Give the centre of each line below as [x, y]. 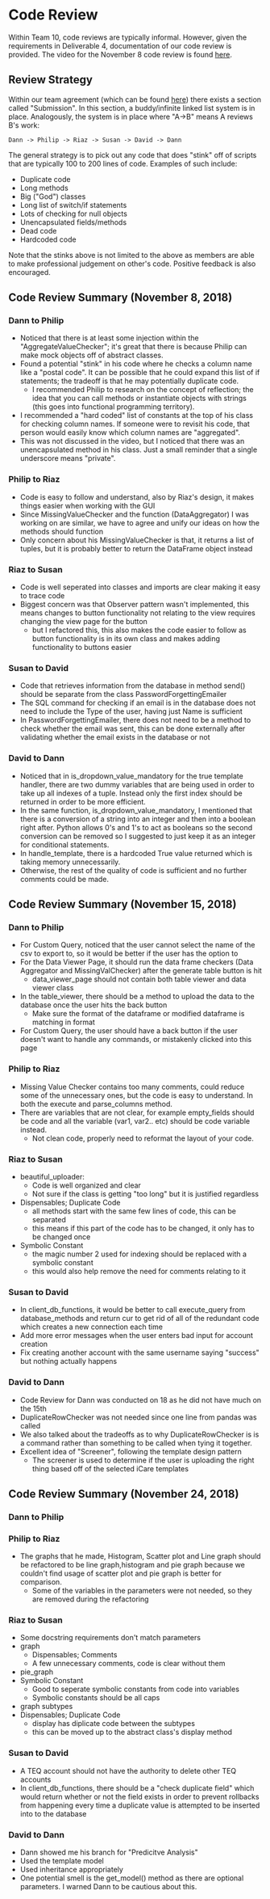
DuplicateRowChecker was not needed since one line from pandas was [138, 1417]
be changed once [61, 1236]
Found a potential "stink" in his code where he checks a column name [136, 364]
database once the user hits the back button [93, 1005]
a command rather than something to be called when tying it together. [136, 1443]
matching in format [63, 1022]
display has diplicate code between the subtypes [114, 1724]
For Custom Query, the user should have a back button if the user [129, 1031]
